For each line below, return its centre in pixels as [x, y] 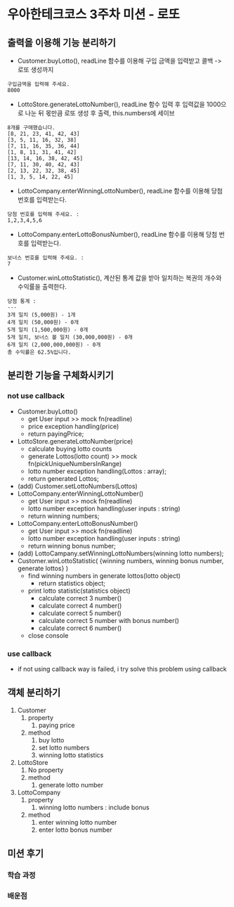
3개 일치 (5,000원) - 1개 [41, 315]
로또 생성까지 [35, 70]
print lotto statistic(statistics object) [79, 591]
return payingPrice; [56, 434]
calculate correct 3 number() [80, 598]
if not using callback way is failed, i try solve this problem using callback [122, 669]
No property [46, 770]
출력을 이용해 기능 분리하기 [61, 43]
